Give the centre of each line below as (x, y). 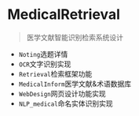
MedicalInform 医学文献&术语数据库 (75, 84)
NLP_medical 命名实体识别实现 (66, 103)
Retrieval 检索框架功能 (55, 73)
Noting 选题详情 (43, 54)
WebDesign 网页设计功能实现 (62, 93)
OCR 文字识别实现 (45, 64)
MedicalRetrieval (64, 15)
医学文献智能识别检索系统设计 (75, 37)
